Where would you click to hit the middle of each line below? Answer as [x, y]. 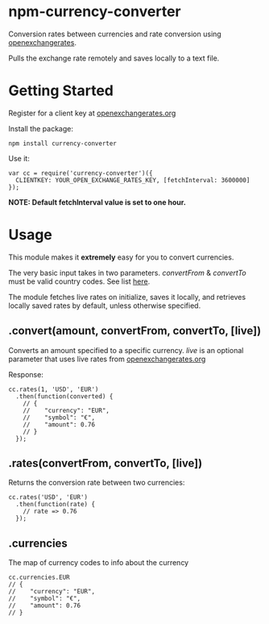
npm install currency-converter [62, 144]
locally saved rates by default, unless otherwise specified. [105, 306]
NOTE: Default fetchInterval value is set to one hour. [97, 202]
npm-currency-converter [95, 12]
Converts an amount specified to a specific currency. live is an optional [126, 350]
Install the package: [41, 128]
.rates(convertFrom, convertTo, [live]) [106, 463]
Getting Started [61, 91]
